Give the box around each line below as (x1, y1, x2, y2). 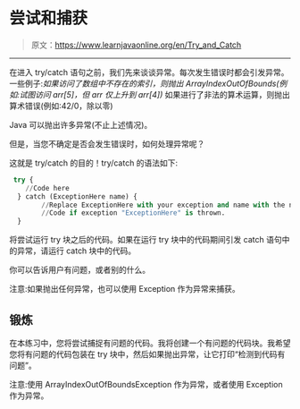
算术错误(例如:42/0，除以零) (9, 100, 113, 111)
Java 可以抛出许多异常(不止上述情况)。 (9, 119, 153, 130)
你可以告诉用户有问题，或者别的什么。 (9, 265, 150, 276)
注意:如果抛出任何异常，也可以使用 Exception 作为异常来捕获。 (9, 284, 241, 294)
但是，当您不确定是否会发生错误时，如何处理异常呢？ (9, 138, 205, 149)
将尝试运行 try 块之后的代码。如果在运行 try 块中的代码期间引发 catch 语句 (9, 234, 283, 245)
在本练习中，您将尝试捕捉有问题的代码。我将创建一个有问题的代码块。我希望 (9, 337, 291, 348)
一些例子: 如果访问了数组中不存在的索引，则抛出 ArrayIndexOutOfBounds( (9, 78, 279, 89)
